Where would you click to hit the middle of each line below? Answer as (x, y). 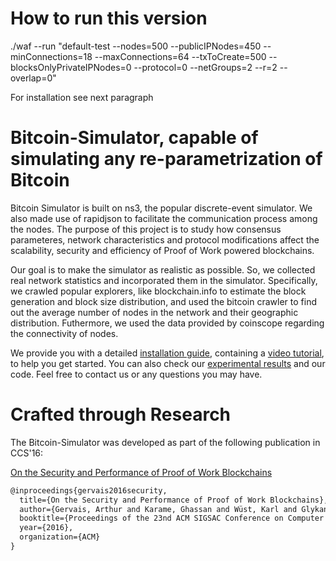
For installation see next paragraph (82, 97)
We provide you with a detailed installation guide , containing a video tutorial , (167, 353)
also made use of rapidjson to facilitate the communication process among (164, 218)
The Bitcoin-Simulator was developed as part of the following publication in (165, 442)
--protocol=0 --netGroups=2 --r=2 (205, 67)
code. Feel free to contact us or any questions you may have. (136, 374)
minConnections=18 (51, 56)
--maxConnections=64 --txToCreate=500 (180, 56)
